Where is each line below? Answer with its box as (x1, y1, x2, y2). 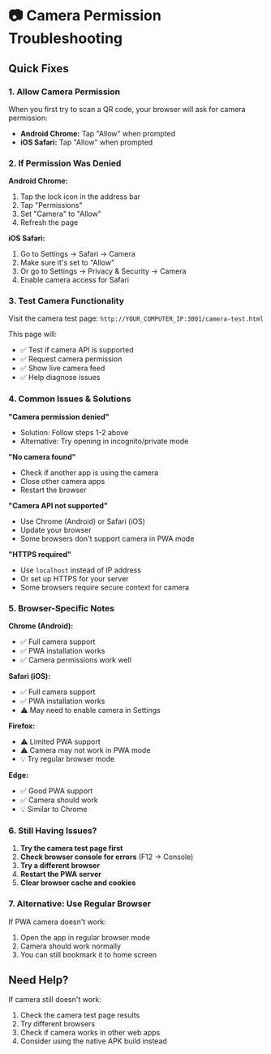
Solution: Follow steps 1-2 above (19, 427, 129, 437)
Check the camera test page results (19, 1010, 140, 1020)
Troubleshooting (8, 29, 123, 48)
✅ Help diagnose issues (19, 373, 101, 382)
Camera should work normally (19, 941, 122, 951)
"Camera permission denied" (8, 412, 110, 421)
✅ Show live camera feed (19, 363, 105, 374)
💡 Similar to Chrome (19, 805, 88, 814)
